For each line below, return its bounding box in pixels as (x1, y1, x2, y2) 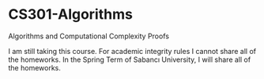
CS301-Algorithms (8, 5, 133, 23)
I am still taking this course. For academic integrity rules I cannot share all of (8, 46, 257, 56)
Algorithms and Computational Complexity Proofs (8, 31, 170, 41)
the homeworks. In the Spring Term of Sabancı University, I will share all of (8, 55, 251, 64)
